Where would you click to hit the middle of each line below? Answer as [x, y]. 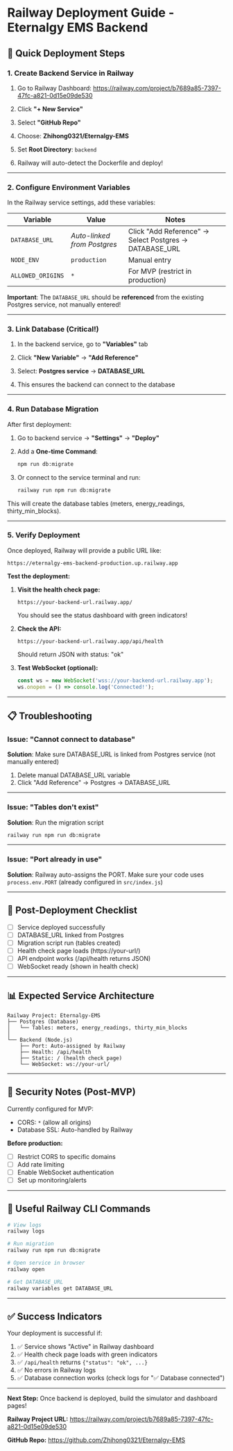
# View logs [24, 1225]
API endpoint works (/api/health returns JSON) [84, 958]
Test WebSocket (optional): [58, 667]
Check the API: [39, 629]
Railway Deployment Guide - [91, 13]
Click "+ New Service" [50, 108]
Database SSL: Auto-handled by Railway [75, 1129]
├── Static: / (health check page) [71, 1058]
